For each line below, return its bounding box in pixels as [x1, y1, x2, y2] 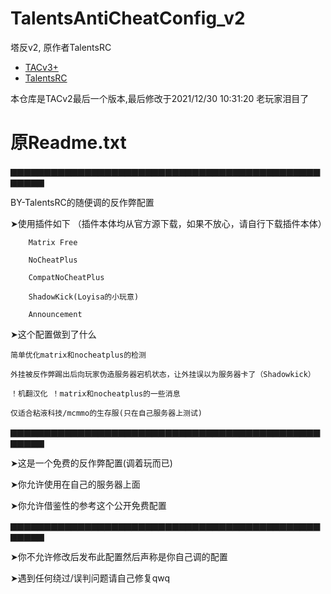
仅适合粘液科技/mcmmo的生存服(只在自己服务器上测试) [10, 408, 203, 418]
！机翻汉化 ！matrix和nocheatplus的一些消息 [10, 388, 181, 399]
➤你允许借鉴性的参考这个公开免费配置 [10, 499, 167, 511]
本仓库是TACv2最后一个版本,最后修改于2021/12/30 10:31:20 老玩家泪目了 [10, 92, 310, 104]
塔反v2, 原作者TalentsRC [10, 41, 112, 53]
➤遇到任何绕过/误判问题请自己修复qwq [10, 572, 171, 584]
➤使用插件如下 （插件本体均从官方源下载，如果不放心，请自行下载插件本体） [10, 217, 327, 229]
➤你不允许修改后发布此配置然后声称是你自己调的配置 [10, 550, 228, 562]
